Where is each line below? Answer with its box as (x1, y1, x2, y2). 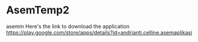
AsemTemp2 (6, 3, 70, 17)
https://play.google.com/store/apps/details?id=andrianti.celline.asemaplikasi (6, 29, 193, 36)
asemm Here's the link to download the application (6, 23, 130, 30)
